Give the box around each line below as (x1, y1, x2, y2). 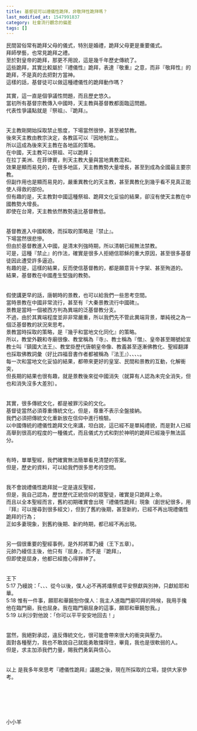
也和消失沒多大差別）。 (6, 380, 60, 387)
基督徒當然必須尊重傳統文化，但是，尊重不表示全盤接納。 (6, 407, 145, 414)
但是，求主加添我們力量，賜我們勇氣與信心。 (6, 646, 114, 653)
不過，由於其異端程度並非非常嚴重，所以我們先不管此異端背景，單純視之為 (6, 314, 186, 321)
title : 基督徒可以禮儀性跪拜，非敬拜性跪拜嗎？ (6, 8, 108, 15)
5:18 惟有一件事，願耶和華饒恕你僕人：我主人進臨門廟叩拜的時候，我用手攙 (6, 597, 187, 604)
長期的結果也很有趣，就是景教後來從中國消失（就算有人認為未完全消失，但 (11, 373, 191, 380)
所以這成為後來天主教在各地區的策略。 (6, 142, 98, 149)
